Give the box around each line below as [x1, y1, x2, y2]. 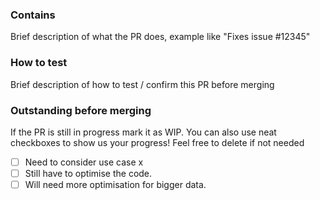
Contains [10, 8, 56, 22]
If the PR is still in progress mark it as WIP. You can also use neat [10, 126, 277, 138]
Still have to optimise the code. [24, 167, 153, 179]
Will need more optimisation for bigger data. [24, 179, 207, 191]
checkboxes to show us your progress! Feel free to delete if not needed [10, 136, 305, 148]
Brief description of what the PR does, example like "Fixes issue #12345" [10, 31, 311, 43]
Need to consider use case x [24, 156, 144, 168]
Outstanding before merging [10, 103, 152, 117]
